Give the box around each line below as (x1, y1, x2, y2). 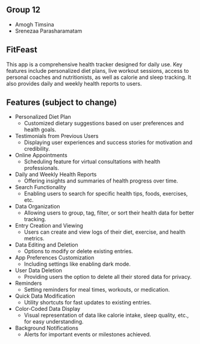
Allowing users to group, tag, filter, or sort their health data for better (23, 209, 195, 216)
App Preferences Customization (14, 254, 95, 261)
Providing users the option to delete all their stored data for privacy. (23, 274, 192, 281)
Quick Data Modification (14, 292, 75, 300)
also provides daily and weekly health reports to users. (6, 80, 142, 87)
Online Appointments (14, 152, 67, 159)
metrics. (23, 235, 45, 242)
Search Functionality (14, 184, 66, 191)
